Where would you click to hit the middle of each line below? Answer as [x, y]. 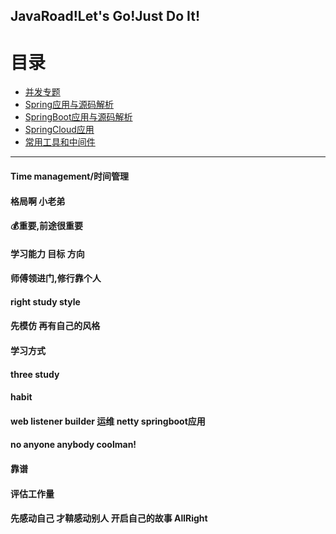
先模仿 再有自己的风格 [55, 326]
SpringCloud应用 [59, 130]
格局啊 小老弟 [38, 201]
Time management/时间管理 [69, 176]
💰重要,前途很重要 [47, 226]
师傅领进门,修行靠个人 [56, 278]
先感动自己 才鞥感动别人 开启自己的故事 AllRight [109, 518]
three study [35, 374]
